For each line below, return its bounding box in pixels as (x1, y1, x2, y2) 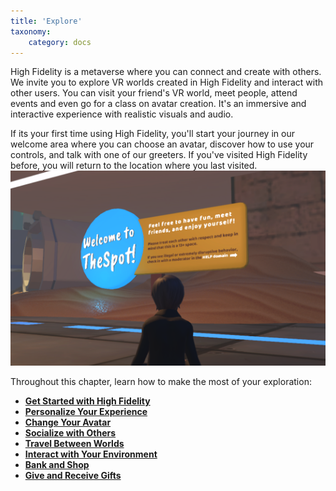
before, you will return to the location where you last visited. (10, 160, 258, 172)
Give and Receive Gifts (24, 470, 122, 482)
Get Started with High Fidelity (24, 395, 151, 407)
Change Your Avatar (24, 416, 112, 429)
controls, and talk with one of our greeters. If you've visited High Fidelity (10, 149, 308, 161)
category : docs (28, 37, 92, 47)
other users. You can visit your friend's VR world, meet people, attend (10, 87, 298, 99)
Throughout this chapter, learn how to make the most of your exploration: (10, 376, 312, 388)
